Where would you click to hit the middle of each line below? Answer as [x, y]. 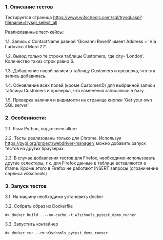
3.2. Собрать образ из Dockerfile [39, 206]
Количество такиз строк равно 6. [40, 61]
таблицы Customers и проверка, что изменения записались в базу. [75, 91]
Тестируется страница [29, 18]
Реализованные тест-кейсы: [35, 32]
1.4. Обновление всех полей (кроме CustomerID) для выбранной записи [80, 85]
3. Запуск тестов [26, 186]
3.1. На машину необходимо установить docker [54, 197]
